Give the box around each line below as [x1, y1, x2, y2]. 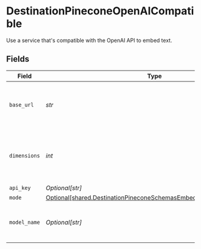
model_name [9, 218, 40, 226]
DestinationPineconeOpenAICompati [6, 4, 194, 18]
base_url [9, 101, 34, 108]
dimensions [9, 152, 40, 159]
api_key [9, 184, 31, 191]
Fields [6, 54, 30, 64]
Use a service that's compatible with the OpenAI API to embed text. [6, 37, 172, 44]
